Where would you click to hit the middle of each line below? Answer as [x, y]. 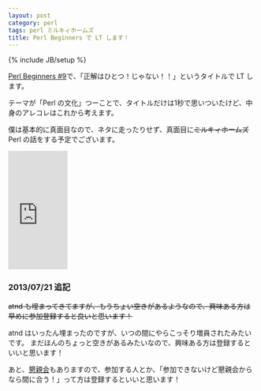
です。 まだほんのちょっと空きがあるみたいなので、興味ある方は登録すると [129, 342]
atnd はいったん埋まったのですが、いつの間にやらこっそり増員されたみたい [130, 333]
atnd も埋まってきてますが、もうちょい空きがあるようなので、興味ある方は [129, 306]
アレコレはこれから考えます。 [70, 113]
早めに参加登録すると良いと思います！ [70, 316]
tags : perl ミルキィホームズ [51, 30]
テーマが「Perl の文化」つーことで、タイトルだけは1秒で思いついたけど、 [127, 103]
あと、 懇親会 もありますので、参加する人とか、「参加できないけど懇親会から [130, 369]
